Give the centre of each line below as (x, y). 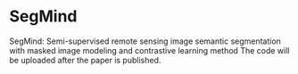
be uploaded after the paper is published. (85, 60)
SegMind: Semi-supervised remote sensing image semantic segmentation (145, 41)
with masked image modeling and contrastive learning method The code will (149, 50)
